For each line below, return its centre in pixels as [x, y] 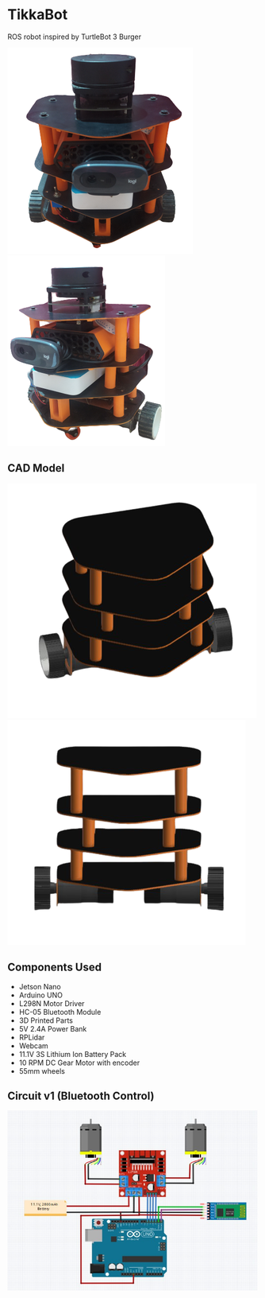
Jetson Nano [40, 986]
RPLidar [32, 1037]
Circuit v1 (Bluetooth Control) [81, 1096]
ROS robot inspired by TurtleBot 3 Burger [75, 37]
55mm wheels [42, 1071]
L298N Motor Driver [52, 1003]
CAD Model [36, 468]
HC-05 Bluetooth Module [60, 1012]
